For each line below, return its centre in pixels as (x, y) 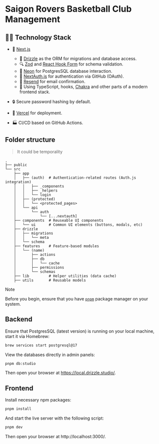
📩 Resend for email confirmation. (52, 81)
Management (33, 19)
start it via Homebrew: (27, 336)
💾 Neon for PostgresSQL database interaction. (66, 71)
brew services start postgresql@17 (41, 345)
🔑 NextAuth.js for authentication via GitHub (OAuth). (72, 76)
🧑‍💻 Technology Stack (38, 37)
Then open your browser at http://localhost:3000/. (56, 436)
